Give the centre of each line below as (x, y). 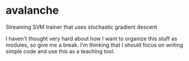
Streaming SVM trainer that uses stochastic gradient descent (82, 27)
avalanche (32, 10)
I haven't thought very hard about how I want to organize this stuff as (91, 38)
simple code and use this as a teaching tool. (60, 51)
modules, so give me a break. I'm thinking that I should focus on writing (94, 45)
